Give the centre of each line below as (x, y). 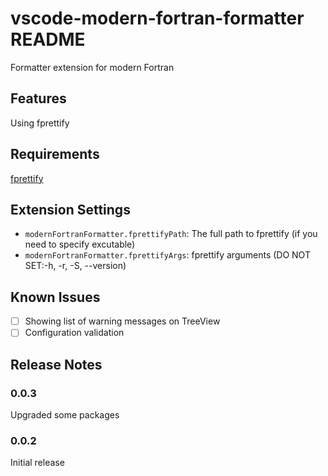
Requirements (55, 154)
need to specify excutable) (80, 244)
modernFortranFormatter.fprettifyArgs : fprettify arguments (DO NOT (167, 255)
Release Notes (56, 364)
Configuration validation (74, 333)
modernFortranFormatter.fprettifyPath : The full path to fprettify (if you (171, 234)
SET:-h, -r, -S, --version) (75, 266)
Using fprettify (40, 123)
